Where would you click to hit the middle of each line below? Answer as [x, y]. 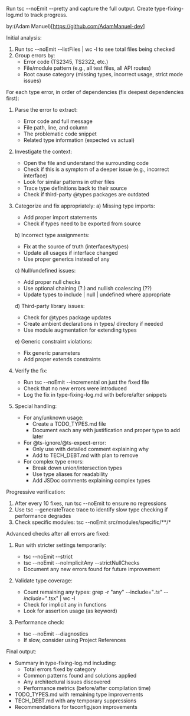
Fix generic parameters [52, 353]
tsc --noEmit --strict [48, 556]
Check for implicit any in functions [65, 605]
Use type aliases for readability [70, 474]
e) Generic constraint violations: [53, 341]
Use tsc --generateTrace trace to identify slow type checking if [91, 510]
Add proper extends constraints [62, 359]
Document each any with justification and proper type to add [106, 430]
